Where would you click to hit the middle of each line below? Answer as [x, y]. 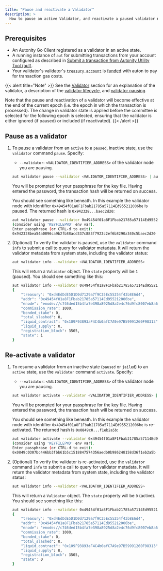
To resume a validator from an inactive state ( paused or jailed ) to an [80, 367]
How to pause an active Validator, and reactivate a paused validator [82, 19]
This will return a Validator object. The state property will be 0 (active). [84, 495]
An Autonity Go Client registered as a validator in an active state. [77, 50]
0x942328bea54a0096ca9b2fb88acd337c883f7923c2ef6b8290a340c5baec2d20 [84, 234]
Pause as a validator [36, 136]
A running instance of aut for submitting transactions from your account [84, 55]
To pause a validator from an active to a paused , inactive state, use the [82, 148]
